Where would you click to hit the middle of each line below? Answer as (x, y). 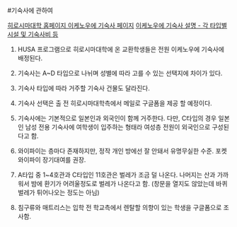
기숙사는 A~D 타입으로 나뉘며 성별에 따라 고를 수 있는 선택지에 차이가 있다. (120, 73)
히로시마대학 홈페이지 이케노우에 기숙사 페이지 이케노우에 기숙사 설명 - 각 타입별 (117, 25)
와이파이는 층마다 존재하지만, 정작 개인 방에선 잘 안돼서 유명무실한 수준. (116, 151)
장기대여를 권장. (64, 160)
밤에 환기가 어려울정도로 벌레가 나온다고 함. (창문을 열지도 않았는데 (122, 184)
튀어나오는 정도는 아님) (68, 192)
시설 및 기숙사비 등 (33, 34)
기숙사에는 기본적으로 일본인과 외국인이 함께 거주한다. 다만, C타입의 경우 (117, 118)
